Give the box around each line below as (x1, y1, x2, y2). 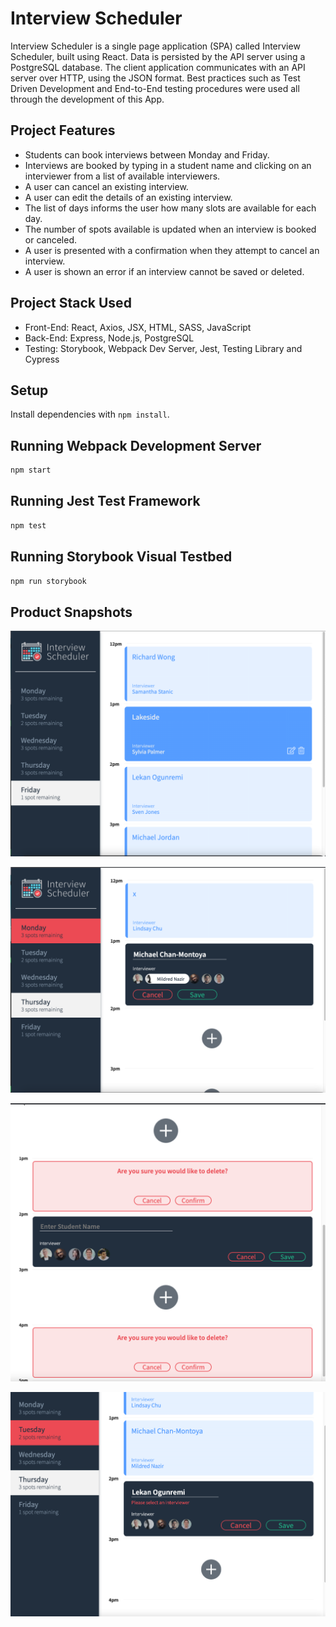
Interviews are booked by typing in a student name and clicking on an (24, 159, 312, 171)
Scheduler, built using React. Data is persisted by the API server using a (10, 50, 306, 62)
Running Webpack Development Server (10, 437, 262, 454)
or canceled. (24, 233, 77, 246)
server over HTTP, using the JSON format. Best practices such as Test (10, 72, 301, 84)
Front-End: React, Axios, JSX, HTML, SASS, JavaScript (24, 321, 252, 333)
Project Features (10, 122, 116, 139)
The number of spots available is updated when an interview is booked (24, 223, 317, 235)
